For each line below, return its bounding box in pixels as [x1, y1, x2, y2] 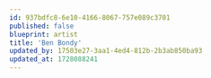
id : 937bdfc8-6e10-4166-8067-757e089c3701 [9, 13, 171, 22]
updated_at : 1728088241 [9, 55, 99, 64]
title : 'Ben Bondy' [9, 38, 83, 48]
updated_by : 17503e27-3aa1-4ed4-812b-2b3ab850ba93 [9, 47, 203, 56]
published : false [9, 22, 75, 30]
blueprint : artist [9, 30, 78, 39]
